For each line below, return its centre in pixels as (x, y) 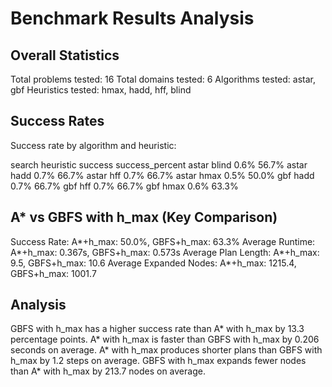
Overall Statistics (65, 55)
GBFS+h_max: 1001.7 (53, 273)
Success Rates (57, 121)
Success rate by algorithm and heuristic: (93, 145)
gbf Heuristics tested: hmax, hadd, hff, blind (101, 90)
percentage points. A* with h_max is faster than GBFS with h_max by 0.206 (165, 339)
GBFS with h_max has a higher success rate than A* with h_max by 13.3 (157, 329)
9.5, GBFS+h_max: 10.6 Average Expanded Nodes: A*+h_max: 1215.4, (153, 263)
